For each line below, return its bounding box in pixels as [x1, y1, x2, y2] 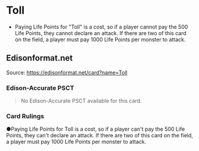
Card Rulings [6, 112, 45, 120]
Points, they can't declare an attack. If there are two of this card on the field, [6, 132, 194, 139]
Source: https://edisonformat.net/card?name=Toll [6, 69, 128, 76]
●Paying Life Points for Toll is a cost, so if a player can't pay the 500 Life [6, 125, 185, 133]
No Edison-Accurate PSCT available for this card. [20, 97, 142, 105]
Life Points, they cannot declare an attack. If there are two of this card [14, 29, 186, 36]
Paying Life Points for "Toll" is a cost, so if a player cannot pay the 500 [14, 23, 188, 30]
